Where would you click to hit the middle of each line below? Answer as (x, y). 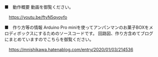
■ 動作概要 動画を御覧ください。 (39, 7)
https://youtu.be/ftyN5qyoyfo (38, 17)
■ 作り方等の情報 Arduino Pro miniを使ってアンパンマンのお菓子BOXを (77, 27)
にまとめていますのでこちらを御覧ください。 (49, 39)
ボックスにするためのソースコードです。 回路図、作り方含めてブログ (85, 33)
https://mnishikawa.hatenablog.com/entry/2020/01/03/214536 (71, 50)
